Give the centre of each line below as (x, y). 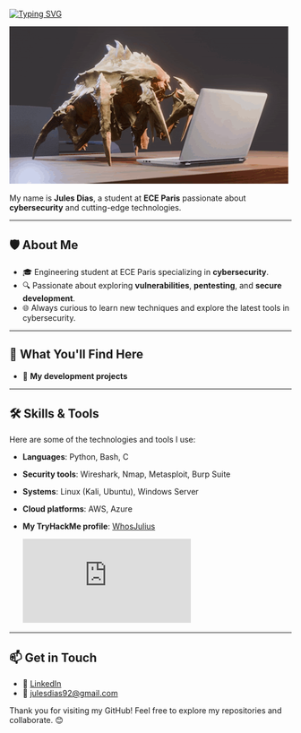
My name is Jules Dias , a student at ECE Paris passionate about (128, 198)
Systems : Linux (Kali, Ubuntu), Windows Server (110, 492)
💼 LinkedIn (42, 684)
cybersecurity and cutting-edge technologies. (95, 207)
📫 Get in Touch (53, 657)
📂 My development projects (75, 375)
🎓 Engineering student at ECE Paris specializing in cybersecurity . (146, 272)
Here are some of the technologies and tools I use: (103, 440)
